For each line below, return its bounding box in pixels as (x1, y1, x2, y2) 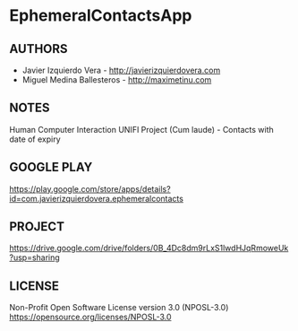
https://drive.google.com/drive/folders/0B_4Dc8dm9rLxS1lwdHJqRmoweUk (9, 243, 289, 254)
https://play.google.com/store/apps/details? (9, 183, 172, 194)
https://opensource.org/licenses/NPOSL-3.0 (9, 311, 172, 323)
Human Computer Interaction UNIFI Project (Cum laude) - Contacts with (9, 124, 275, 135)
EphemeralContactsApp (9, 5, 192, 26)
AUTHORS (9, 41, 69, 57)
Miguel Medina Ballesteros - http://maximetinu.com (21, 74, 212, 85)
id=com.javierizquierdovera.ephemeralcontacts (9, 193, 183, 204)
